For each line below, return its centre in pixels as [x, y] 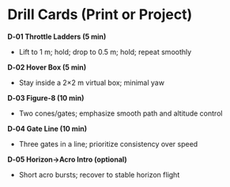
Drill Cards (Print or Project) [100, 15]
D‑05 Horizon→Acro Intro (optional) [67, 159]
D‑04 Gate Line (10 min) [47, 128]
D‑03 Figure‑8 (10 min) [46, 97]
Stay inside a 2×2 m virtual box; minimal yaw [92, 82]
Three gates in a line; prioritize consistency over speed [108, 143]
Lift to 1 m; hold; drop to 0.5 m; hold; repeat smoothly [105, 52]
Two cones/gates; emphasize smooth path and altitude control [121, 113]
